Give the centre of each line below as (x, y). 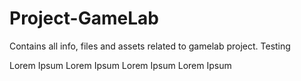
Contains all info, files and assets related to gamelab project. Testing (150, 46)
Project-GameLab (84, 18)
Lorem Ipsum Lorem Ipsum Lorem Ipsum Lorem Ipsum (120, 65)
